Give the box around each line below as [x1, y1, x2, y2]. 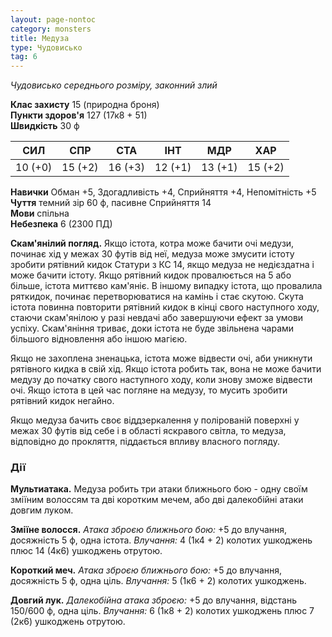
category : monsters [10, 24, 92, 34]
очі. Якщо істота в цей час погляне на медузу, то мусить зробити [10, 384, 288, 396]
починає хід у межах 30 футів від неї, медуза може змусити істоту [10, 248, 295, 260]
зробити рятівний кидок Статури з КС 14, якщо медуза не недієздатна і [10, 259, 315, 271]
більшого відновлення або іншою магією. [10, 333, 188, 345]
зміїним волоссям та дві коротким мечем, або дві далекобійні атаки [10, 494, 304, 506]
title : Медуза [10, 33, 70, 43]
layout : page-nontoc [10, 14, 97, 25]
